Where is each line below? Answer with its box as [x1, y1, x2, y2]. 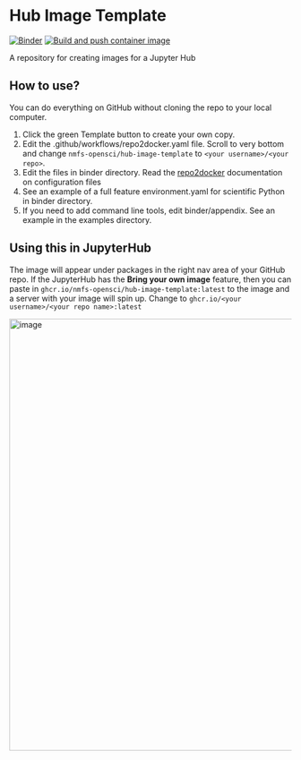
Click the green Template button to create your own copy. [21, 129, 236, 140]
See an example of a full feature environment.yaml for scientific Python [21, 185, 285, 197]
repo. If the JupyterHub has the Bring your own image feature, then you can [9, 274, 292, 285]
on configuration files [21, 176, 101, 187]
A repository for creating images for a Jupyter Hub [9, 52, 196, 63]
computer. [9, 111, 47, 122]
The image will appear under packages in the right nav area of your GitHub [9, 264, 286, 275]
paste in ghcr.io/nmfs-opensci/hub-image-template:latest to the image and [9, 283, 289, 294]
